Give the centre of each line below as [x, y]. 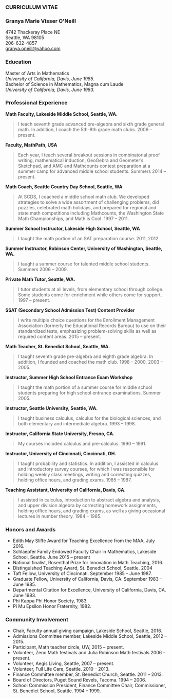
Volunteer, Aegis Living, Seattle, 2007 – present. [63, 664]
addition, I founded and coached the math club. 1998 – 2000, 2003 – [90, 362]
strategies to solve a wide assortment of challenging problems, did [88, 202]
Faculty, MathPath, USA [31, 145]
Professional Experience [36, 103]
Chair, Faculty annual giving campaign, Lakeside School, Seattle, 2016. [88, 631]
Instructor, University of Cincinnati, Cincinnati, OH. [61, 453]
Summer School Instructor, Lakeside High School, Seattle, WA [73, 228]
